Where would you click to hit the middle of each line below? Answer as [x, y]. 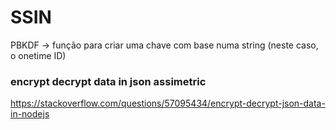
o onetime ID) [38, 55]
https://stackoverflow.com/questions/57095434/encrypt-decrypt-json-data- [168, 103]
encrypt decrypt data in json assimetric [108, 81]
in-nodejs [30, 114]
